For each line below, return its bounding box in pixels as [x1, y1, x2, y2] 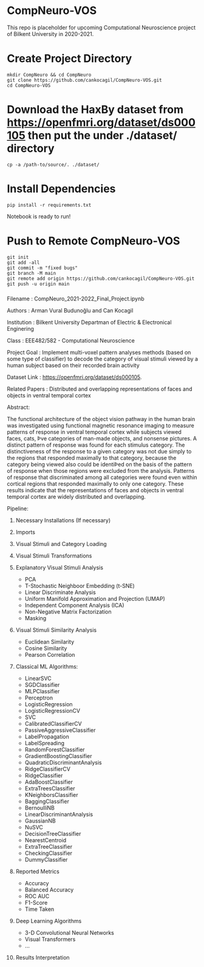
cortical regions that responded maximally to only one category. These [7, 480, 184, 487]
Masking [24, 614, 47, 622]
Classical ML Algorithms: [15, 662, 78, 670]
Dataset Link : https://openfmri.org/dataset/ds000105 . [7, 373, 142, 381]
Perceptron [24, 694, 53, 701]
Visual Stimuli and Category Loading [15, 540, 107, 547]
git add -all [7, 260, 40, 266]
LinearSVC [24, 675, 52, 682]
